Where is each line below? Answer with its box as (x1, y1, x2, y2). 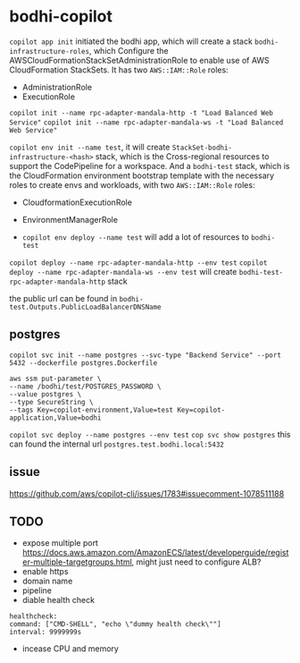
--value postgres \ (9, 389, 82, 399)
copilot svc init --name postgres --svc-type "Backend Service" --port (9, 351, 281, 360)
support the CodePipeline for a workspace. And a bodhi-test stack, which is (9, 160, 290, 171)
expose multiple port (21, 538, 98, 548)
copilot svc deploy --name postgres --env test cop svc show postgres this (9, 429, 292, 439)
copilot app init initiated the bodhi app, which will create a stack (9, 36, 253, 47)
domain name (21, 575, 73, 587)
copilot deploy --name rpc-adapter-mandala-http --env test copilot (9, 258, 268, 268)
